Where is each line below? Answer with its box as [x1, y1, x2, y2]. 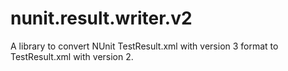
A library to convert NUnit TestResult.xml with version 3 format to [10, 40, 279, 52]
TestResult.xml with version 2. [10, 50, 134, 62]
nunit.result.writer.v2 [10, 7, 193, 30]
